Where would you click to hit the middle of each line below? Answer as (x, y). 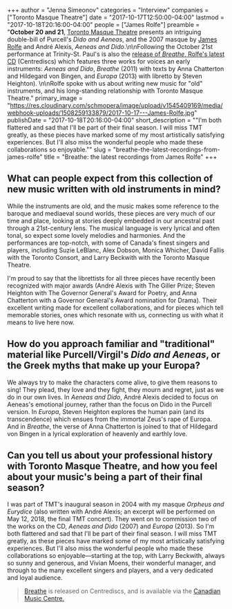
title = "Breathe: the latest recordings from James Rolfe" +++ (130, 157)
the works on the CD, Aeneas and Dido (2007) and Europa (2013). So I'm (111, 526)
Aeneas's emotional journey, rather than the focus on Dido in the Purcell (109, 404)
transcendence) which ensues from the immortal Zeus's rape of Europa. (110, 419)
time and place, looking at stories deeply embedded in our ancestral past (111, 221)
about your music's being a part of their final (105, 477)
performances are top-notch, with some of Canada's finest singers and (108, 243)
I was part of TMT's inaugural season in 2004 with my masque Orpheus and (116, 505)
